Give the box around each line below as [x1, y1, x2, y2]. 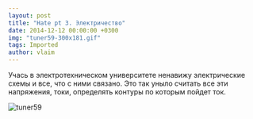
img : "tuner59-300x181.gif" [8, 33, 102, 42]
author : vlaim [8, 48, 56, 56]
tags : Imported [8, 41, 59, 49]
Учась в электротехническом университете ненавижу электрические [8, 71, 246, 79]
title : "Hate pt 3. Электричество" [8, 19, 126, 27]
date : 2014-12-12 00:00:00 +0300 [8, 26, 119, 34]
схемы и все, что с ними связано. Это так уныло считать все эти [8, 79, 228, 88]
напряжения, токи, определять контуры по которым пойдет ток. [8, 87, 226, 96]
